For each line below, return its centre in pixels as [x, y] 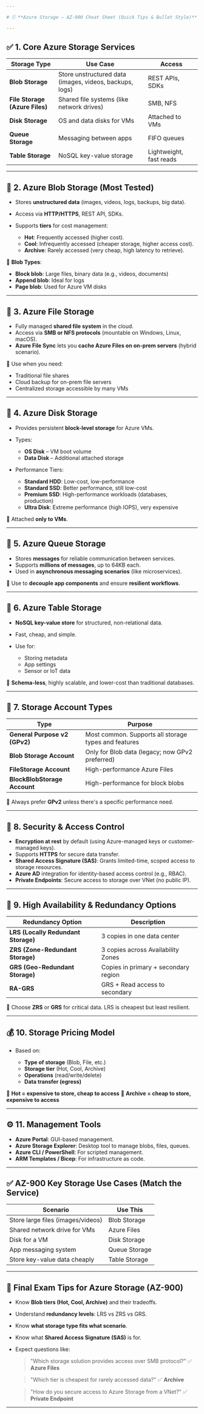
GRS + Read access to [133, 985]
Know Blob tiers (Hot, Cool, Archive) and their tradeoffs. [86, 1302]
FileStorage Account [40, 770]
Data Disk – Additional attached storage [74, 458]
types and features [112, 742]
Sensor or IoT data [47, 671]
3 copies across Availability [140, 949]
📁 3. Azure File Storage [50, 311]
